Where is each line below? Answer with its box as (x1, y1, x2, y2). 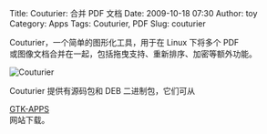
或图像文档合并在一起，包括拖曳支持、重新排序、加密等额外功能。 (9, 48, 257, 59)
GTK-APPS (9, 104, 50, 114)
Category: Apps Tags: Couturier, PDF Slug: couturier (9, 18, 207, 29)
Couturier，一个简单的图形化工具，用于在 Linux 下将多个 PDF (9, 37, 240, 47)
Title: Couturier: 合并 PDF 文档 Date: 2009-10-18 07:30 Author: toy (9, 8, 258, 18)
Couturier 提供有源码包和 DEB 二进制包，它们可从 (9, 86, 196, 96)
